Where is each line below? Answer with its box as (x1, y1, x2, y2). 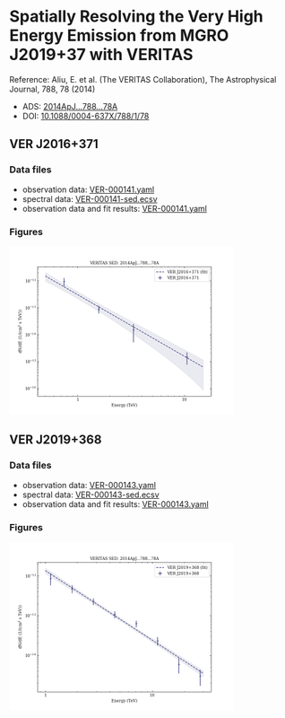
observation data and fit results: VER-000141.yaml (22, 203, 208, 214)
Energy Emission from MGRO (9, 25, 229, 46)
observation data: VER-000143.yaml (22, 479, 157, 490)
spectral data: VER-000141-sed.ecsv (22, 193, 159, 204)
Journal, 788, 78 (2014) (9, 83, 96, 94)
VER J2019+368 (9, 433, 102, 448)
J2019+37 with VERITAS (9, 45, 194, 65)
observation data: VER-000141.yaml (22, 184, 155, 195)
